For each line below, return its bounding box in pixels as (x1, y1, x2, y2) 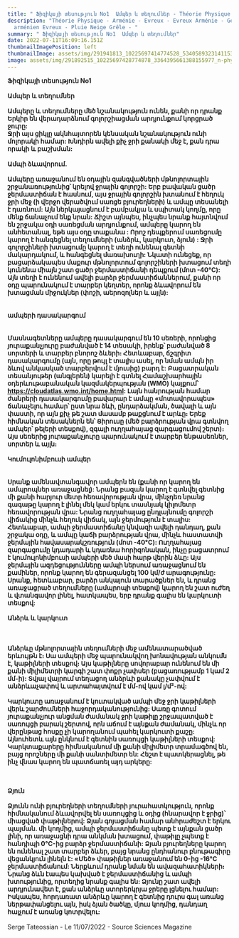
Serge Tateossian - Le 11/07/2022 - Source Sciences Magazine (7, 922, 192, 931)
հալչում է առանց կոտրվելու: (7, 907, 101, 916)
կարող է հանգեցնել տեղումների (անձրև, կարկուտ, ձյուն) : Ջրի (7, 235, 213, 244)
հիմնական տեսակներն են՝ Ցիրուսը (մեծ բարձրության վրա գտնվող (7, 417, 229, 425)
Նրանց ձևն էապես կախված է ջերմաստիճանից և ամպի (7, 870, 192, 878)
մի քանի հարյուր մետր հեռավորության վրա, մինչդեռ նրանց (7, 492, 205, 501)
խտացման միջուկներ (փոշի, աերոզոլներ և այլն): (7, 288, 169, 296)
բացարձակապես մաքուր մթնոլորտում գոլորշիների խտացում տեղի (7, 258, 231, 266)
